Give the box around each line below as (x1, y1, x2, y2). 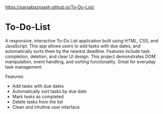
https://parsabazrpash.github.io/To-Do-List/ (5, 4, 95, 10)
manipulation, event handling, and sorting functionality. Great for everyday (5, 59, 156, 65)
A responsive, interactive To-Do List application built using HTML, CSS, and (5, 38, 159, 43)
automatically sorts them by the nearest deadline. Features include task (5, 48, 150, 54)
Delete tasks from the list (12, 99, 63, 105)
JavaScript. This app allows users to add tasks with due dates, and (5, 43, 141, 49)
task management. (5, 64, 43, 70)
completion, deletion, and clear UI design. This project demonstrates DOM (5, 53, 156, 59)
